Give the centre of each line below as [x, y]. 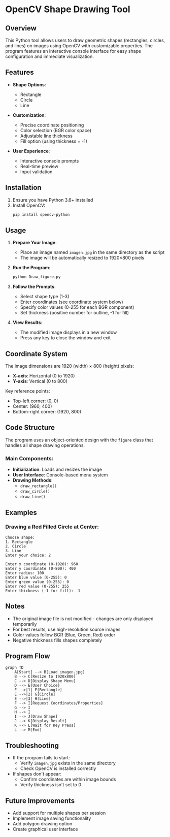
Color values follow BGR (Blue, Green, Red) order [64, 635]
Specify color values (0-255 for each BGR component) [77, 307]
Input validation [36, 172]
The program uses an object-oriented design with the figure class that [79, 440]
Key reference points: [28, 391]
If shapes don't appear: [37, 774]
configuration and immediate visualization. [49, 56]
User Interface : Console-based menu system [60, 475]
